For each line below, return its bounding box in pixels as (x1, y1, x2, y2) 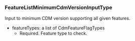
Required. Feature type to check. (19, 30, 87, 36)
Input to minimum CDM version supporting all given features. (5, 15, 130, 21)
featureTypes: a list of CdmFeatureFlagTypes (12, 25, 105, 31)
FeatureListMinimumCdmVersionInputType (5, 4, 112, 11)
